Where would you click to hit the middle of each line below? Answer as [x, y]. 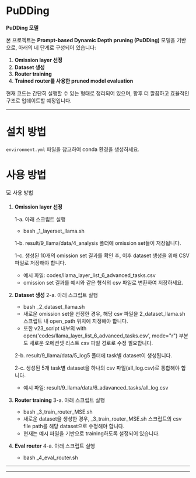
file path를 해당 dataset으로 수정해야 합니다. [74, 426]
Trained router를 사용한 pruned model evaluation [74, 81]
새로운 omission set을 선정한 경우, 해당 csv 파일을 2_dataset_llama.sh [104, 313]
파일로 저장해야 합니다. [40, 262]
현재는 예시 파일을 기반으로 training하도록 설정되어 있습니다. [92, 433]
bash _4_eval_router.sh [50, 457]
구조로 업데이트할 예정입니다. [39, 100]
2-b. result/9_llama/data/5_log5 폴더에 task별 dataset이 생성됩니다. [93, 355]
